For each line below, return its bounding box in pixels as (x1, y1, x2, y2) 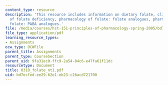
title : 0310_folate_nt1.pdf (5, 68, 64, 73)
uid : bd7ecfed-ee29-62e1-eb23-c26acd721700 (5, 72, 97, 77)
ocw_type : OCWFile (5, 44, 43, 49)
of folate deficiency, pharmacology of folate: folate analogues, (9, 16, 151, 21)
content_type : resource (5, 7, 55, 12)
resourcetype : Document (5, 63, 55, 68)
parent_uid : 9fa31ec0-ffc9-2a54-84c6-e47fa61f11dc (5, 58, 113, 63)
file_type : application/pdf (5, 30, 64, 35)
